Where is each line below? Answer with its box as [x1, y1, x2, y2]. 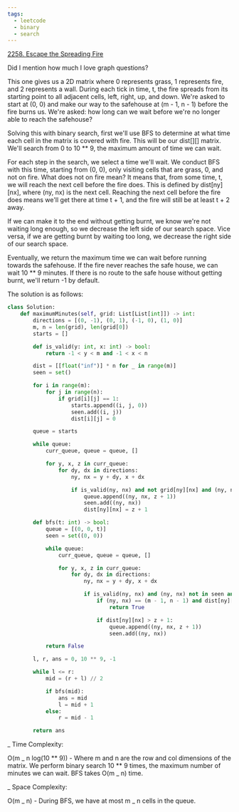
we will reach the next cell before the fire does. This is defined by [7, 181, 199, 189]
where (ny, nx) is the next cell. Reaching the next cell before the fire [22, 188, 221, 196]
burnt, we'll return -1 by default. [7, 276, 100, 285]
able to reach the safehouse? [7, 115, 92, 124]
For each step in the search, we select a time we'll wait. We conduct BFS [7, 158, 221, 167]
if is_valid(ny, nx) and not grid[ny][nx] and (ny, [70, 486, 228, 493]
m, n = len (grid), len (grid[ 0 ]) [33, 323, 129, 331]
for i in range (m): [33, 382, 91, 389]
